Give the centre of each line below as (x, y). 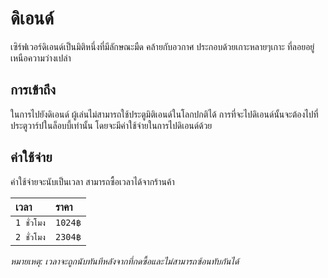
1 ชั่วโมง (30, 222)
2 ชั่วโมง (30, 236)
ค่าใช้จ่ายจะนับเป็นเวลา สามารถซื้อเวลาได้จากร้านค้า (92, 181)
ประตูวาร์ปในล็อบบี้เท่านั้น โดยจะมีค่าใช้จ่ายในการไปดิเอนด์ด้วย (111, 125)
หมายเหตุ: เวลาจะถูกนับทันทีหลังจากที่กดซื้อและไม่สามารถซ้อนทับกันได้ (125, 261)
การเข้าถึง (33, 90)
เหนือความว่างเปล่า (41, 58)
